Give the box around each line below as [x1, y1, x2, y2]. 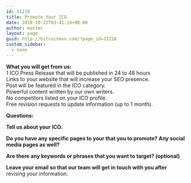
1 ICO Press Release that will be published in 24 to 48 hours [6, 69, 151, 76]
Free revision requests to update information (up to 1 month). [6, 101, 153, 108]
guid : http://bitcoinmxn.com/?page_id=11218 [6, 36, 117, 42]
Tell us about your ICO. [6, 123, 63, 130]
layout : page [6, 31, 38, 36]
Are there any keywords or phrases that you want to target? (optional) [6, 152, 180, 159]
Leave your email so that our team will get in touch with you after [6, 164, 167, 171]
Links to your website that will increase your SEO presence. [6, 75, 150, 82]
